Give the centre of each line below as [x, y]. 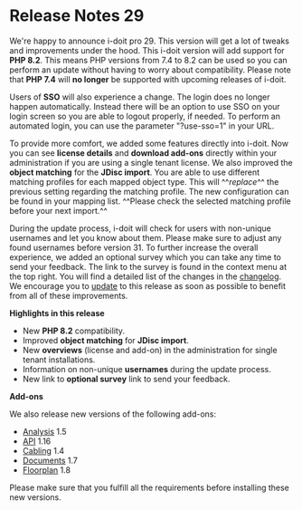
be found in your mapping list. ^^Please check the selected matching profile [150, 201]
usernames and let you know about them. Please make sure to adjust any [146, 237]
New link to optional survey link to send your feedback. [126, 379]
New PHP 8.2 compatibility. [73, 331]
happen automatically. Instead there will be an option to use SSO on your [145, 106]
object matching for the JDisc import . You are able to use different [135, 172]
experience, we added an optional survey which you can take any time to [146, 257]
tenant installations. [59, 360]
